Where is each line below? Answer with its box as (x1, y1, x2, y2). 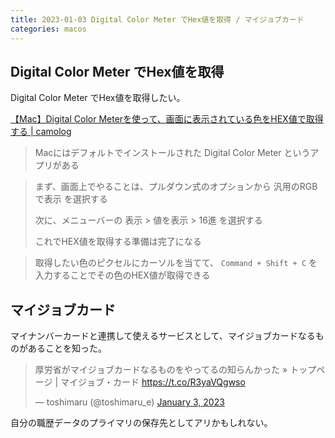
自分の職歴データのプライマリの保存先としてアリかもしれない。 (10, 417, 273, 429)
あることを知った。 (27, 342, 107, 355)
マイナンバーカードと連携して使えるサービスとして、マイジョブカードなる (10, 330, 316, 342)
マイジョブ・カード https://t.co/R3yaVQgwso (60, 376, 246, 388)
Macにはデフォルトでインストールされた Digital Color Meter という (34, 147, 311, 159)
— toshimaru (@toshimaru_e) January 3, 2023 (34, 396, 225, 408)
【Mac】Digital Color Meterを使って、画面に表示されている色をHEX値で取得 (10, 113, 324, 125)
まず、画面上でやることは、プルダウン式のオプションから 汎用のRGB (34, 181, 318, 193)
